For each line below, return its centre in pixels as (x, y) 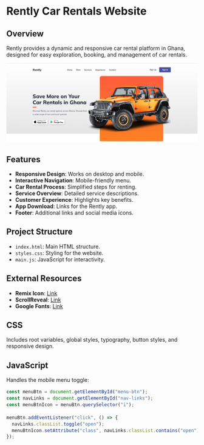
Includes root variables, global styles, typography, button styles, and (92, 340)
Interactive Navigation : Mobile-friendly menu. (73, 180)
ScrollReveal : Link (38, 300)
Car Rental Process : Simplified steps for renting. (76, 187)
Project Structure (39, 232)
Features (23, 159)
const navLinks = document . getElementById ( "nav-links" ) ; (80, 398)
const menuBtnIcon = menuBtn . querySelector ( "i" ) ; (70, 405)
